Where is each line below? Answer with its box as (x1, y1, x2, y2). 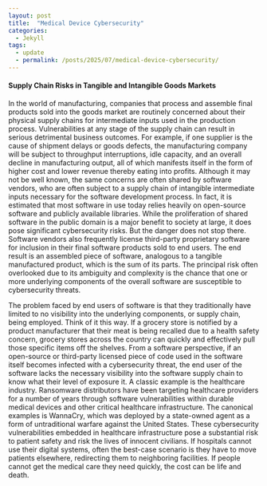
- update (15, 49, 45, 57)
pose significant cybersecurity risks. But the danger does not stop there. (8, 226, 247, 235)
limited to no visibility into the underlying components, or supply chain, (8, 309, 241, 319)
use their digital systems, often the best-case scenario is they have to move (8, 445, 257, 455)
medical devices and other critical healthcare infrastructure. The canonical (8, 402, 253, 412)
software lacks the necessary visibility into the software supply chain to (8, 369, 243, 378)
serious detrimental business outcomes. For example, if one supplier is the (8, 132, 253, 142)
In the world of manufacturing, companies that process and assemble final (8, 99, 253, 109)
